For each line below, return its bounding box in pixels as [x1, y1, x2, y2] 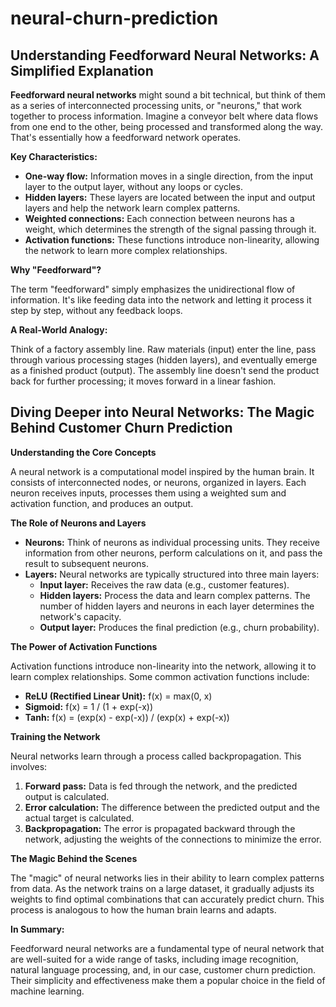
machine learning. [10, 985, 85, 997]
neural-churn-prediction [10, 7, 219, 30]
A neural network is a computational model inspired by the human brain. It [10, 465, 315, 477]
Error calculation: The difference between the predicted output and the [24, 801, 320, 813]
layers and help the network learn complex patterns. [24, 202, 241, 214]
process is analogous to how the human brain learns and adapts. [10, 903, 277, 916]
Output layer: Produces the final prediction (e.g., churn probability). [39, 621, 320, 633]
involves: [10, 760, 48, 772]
